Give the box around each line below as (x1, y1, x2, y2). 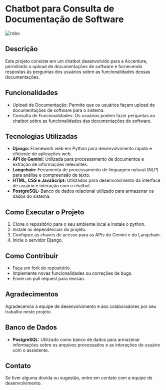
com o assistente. (12, 347, 49, 353)
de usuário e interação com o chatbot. (12, 183, 91, 189)
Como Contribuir (5, 251, 58, 260)
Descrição (5, 45, 38, 53)
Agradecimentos (5, 290, 58, 298)
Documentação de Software (5, 14, 124, 25)
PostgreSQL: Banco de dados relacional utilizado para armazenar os (12, 188, 154, 194)
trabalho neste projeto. (5, 308, 52, 314)
